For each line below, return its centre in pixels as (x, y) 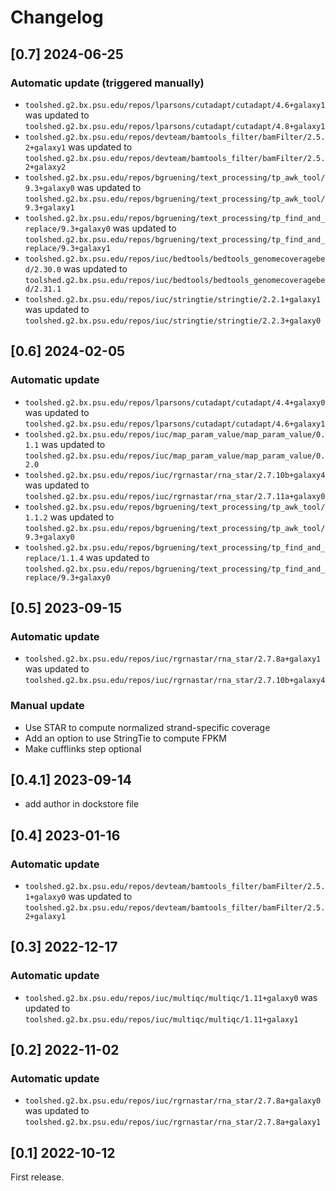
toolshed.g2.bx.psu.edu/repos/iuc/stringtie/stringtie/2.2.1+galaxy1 (173, 299)
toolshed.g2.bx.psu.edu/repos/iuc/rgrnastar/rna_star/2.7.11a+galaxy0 (175, 496)
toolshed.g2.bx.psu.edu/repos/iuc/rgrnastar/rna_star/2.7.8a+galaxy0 (173, 1101)
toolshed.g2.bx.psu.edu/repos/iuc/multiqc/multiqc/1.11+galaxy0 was (171, 997)
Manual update (47, 706)
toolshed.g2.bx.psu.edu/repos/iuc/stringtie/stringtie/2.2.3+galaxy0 (173, 321)
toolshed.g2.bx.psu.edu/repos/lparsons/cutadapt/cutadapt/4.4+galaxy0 (175, 402)
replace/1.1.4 (54, 558)
